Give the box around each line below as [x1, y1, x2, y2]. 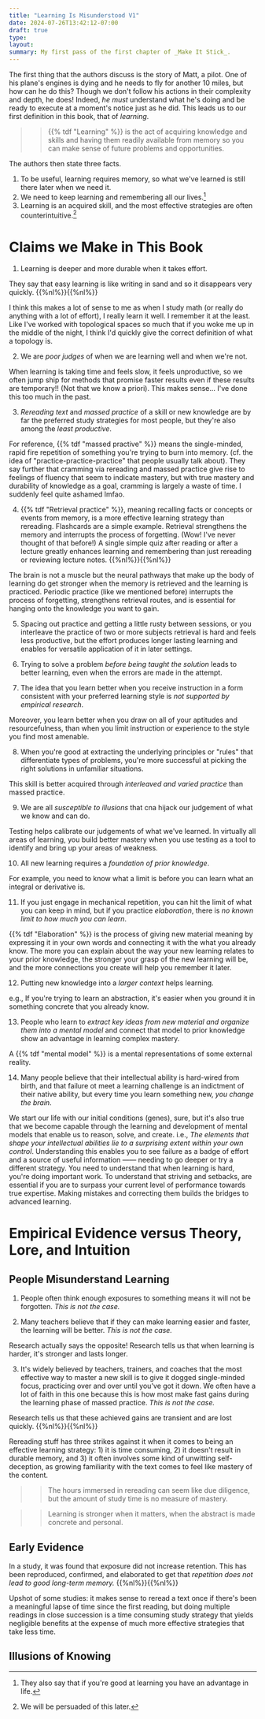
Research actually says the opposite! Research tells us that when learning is [9, 1341, 255, 1350]
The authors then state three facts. [9, 159, 121, 168]
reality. [9, 1058, 31, 1067]
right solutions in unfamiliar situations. [20, 764, 144, 773]
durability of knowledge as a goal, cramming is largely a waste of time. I [9, 482, 242, 491]
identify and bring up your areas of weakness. [9, 843, 158, 853]
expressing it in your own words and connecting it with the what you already [9, 938, 256, 947]
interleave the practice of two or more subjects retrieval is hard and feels [20, 627, 256, 637]
